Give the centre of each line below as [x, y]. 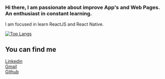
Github [12, 72]
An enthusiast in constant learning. [49, 13]
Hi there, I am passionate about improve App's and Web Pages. [82, 7]
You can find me [31, 49]
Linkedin [14, 61]
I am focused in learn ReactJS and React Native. [54, 24]
